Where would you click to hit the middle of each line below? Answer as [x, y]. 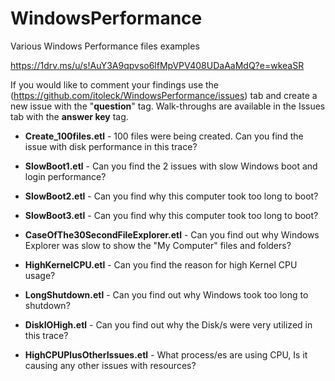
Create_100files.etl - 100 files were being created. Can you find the [164, 136]
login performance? [65, 176]
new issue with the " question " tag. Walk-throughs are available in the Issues [168, 106]
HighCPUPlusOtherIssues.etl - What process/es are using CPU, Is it [166, 354]
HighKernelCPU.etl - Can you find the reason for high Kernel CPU [161, 264]
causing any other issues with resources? [110, 365]
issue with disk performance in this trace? [111, 146]
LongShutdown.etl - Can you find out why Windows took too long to [166, 294]
